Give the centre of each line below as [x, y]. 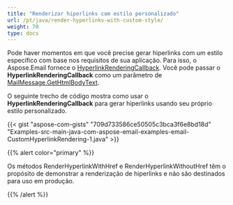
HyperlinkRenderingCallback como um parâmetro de [85, 75]
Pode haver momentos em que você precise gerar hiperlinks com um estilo [115, 53]
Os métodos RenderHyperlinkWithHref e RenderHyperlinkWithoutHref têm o [117, 166]
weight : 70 [23, 26]
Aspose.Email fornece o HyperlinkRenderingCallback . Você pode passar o [114, 68]
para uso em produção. [41, 181]
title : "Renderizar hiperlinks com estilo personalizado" [93, 14]
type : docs [23, 33]
